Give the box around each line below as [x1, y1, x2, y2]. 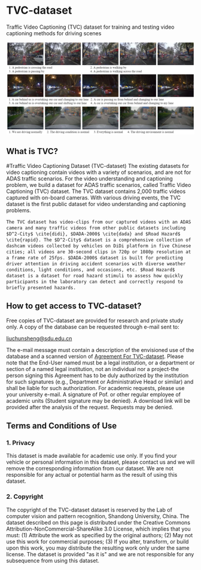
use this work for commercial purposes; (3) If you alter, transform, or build [6, 538, 189, 545]
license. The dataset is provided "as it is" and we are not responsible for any [6, 550, 194, 557]
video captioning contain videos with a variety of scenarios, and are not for [6, 168, 191, 176]
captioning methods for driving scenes [6, 29, 102, 36]
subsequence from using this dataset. [6, 557, 100, 564]
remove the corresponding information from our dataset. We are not [6, 465, 173, 472]
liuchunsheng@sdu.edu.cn [6, 335, 72, 342]
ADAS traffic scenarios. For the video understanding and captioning [6, 174, 173, 182]
